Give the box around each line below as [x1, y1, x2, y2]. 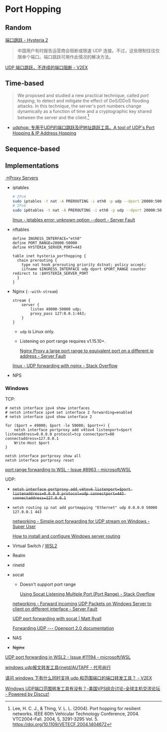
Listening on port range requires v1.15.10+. [19, 338, 106, 344]
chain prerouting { [17, 258, 57, 263]
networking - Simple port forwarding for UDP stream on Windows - [12, 519, 150, 524]
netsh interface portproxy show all [5, 454, 81, 459]
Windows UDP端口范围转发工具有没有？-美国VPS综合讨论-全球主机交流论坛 [5, 686, 161, 692]
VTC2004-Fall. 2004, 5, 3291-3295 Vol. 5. [12, 716, 98, 722]
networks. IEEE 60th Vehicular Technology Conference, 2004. [12, 711, 140, 717]
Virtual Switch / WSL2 [12, 543, 58, 549]
